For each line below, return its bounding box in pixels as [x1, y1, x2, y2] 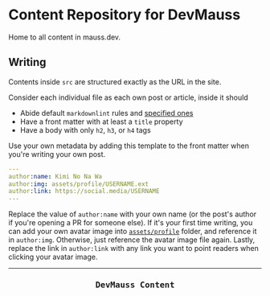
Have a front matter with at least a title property [19, 117, 183, 126]
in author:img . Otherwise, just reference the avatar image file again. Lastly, [8, 235, 256, 245]
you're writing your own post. [8, 149, 106, 158]
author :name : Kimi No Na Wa [8, 172, 103, 180]
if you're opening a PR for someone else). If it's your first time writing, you [8, 218, 253, 228]
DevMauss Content [95, 280, 175, 290]
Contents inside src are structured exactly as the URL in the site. [8, 76, 222, 86]
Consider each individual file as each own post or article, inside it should [8, 92, 248, 102]
